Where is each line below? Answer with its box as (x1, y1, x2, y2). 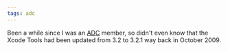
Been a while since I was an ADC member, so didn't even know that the (7, 29, 209, 37)
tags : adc (7, 10, 36, 17)
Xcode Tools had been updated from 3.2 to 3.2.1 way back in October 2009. (7, 35, 222, 44)
